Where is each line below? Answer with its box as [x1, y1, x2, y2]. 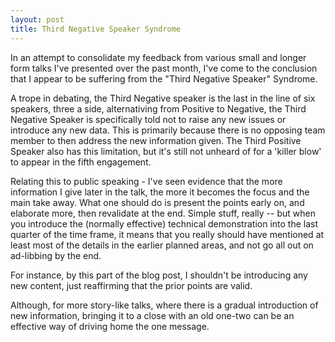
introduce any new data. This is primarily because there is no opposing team [10, 124, 326, 136]
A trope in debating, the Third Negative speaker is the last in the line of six [10, 92, 316, 104]
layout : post [10, 14, 65, 25]
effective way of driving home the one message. [10, 320, 210, 332]
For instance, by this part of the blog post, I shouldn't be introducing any [10, 269, 308, 281]
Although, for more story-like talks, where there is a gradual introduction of [10, 299, 319, 311]
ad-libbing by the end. [10, 249, 102, 261]
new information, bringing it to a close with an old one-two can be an [10, 309, 295, 321]
